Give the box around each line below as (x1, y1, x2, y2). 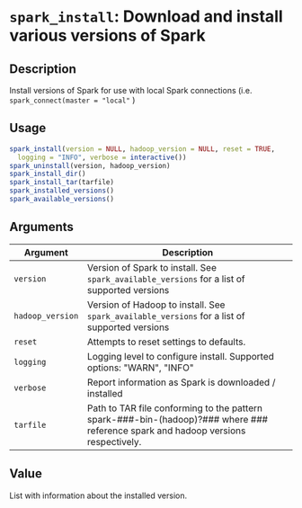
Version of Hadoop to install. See (86, 299, 226, 311)
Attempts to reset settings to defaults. (86, 335, 246, 348)
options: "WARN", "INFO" (86, 361, 194, 374)
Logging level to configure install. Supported (86, 350, 274, 362)
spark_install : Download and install (9, 6, 283, 27)
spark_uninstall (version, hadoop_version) (9, 161, 171, 170)
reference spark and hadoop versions (86, 424, 246, 437)
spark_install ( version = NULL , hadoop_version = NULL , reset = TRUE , (9, 144, 276, 154)
